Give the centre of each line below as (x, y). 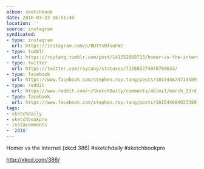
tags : (13, 108)
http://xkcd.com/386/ (33, 160)
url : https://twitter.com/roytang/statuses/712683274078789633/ (95, 68)
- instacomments (27, 125)
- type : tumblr (25, 52)
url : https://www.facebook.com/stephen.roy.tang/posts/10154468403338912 (107, 102)
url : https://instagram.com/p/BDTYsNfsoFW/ (67, 46)
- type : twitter (27, 63)
